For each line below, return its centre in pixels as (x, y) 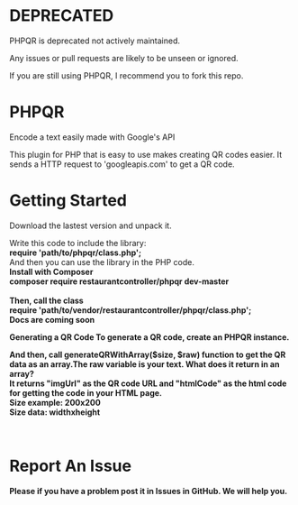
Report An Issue (71, 466)
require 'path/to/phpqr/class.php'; (76, 252)
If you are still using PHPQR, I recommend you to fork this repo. (126, 75)
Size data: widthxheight (55, 412)
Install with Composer (51, 271)
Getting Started (68, 201)
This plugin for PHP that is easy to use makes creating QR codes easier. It (145, 154)
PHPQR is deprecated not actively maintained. (95, 41)
